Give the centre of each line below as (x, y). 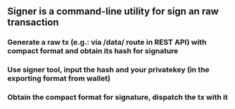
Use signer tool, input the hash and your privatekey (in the (108, 70)
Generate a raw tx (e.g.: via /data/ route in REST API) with (107, 43)
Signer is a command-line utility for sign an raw (113, 12)
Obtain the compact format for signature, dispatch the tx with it (118, 97)
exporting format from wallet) (59, 78)
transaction (33, 23)
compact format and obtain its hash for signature (93, 51)
